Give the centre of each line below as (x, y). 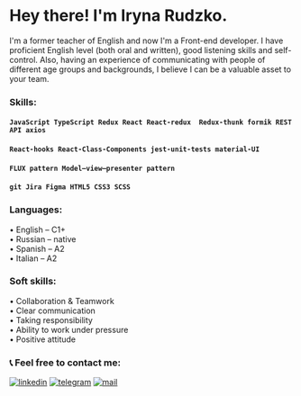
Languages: (36, 210)
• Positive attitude (43, 339)
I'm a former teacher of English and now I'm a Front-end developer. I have (146, 40)
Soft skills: (33, 282)
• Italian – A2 (33, 258)
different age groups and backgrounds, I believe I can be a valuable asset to (150, 69)
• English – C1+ (37, 229)
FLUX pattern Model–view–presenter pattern (92, 168)
